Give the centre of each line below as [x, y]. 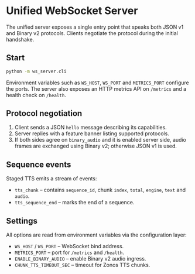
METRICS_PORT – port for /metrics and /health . [69, 252]
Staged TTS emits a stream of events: [52, 179]
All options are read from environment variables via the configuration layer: [96, 235]
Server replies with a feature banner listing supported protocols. [92, 133]
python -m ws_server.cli [36, 71]
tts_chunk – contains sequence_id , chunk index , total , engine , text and [100, 190]
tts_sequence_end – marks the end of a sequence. [74, 203]
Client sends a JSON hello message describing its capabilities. [90, 128]
